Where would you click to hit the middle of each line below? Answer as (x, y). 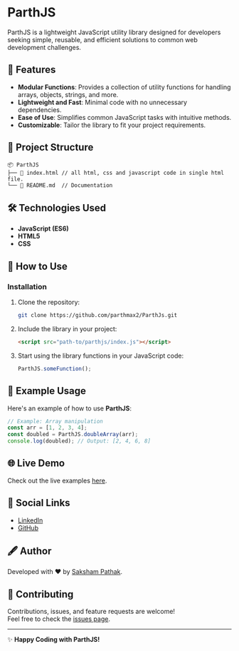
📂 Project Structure (51, 147)
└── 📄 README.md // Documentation (60, 185)
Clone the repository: (49, 302)
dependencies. (39, 110)
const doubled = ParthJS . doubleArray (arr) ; (73, 435)
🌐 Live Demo (36, 464)
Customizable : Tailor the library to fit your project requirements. (112, 125)
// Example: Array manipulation (55, 421)
